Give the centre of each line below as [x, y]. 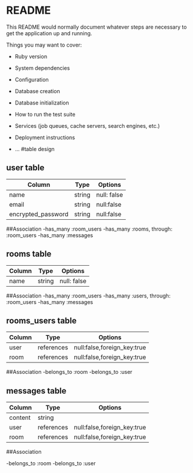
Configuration [32, 79]
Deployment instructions [45, 137]
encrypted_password [39, 214]
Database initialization [42, 103]
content [20, 417]
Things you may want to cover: [44, 45]
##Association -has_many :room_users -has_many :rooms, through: [89, 229]
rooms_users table [41, 320]
